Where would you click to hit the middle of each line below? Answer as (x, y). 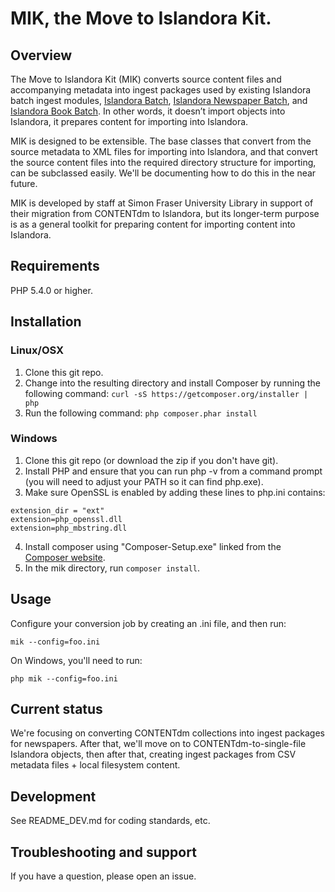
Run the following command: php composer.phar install (141, 413)
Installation (46, 322)
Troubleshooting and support (103, 852)
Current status (56, 709)
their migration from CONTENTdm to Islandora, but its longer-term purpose (165, 213)
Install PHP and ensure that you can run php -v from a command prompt (173, 471)
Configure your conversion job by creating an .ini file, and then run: (148, 623)
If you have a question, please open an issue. (103, 876)
